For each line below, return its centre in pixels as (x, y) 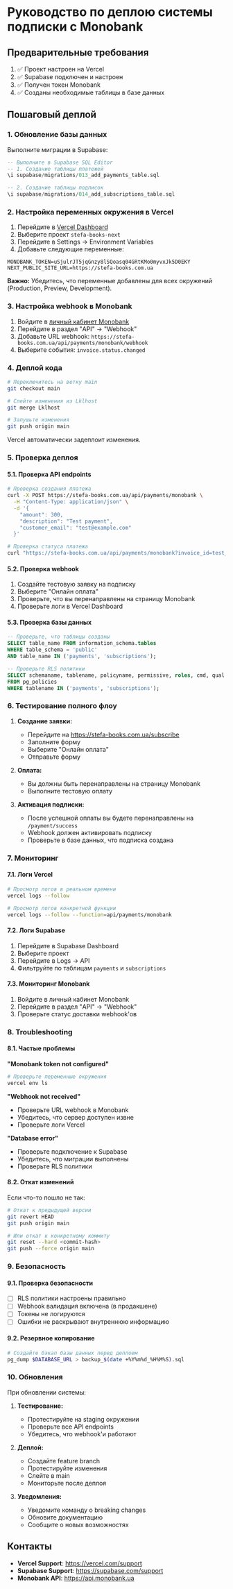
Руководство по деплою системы (110, 12)
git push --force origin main (51, 1249)
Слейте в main (49, 1475)
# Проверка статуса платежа (48, 547)
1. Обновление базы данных (57, 135)
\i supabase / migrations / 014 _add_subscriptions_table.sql (91, 194)
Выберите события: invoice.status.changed (81, 350)
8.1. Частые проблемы (41, 1048)
